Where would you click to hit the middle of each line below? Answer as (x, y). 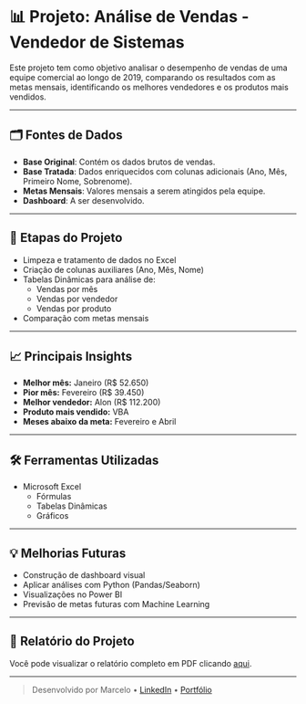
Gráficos (52, 516)
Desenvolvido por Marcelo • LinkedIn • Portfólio (122, 689)
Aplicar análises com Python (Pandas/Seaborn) (111, 585)
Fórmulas (54, 497)
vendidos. (28, 97)
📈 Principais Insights (71, 356)
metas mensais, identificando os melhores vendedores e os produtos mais (149, 87)
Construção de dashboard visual (84, 575)
